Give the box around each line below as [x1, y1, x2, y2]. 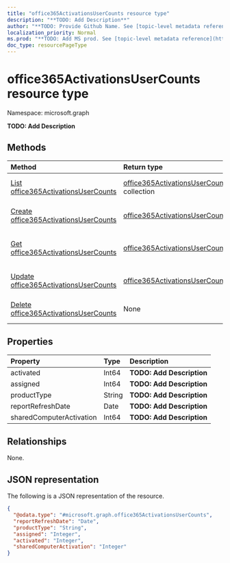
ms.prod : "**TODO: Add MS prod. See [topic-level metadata [7, 36, 179, 43]
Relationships [7, 435, 67, 447]
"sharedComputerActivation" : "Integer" [13, 543, 127, 551]
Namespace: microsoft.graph [7, 108, 90, 117]
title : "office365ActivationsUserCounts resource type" [7, 10, 170, 17]
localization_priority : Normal [7, 29, 97, 36]
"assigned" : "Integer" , [13, 531, 81, 538]
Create [10, 206, 33, 216]
